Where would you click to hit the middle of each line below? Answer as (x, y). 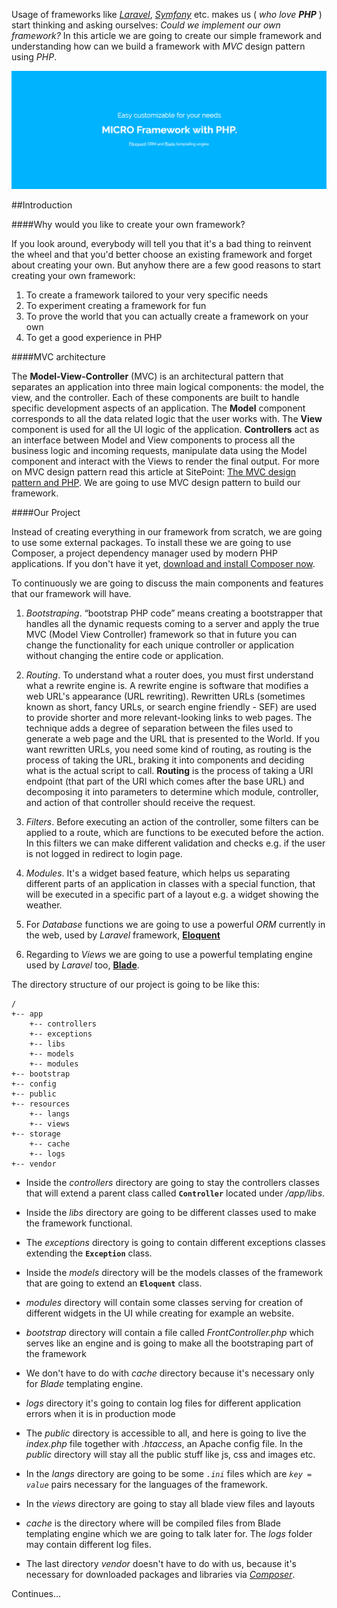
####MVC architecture (58, 356)
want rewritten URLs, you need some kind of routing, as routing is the (168, 749)
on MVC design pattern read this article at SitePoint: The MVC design (154, 471)
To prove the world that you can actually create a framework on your (167, 316)
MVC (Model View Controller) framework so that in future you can (161, 634)
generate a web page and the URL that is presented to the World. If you (172, 738)
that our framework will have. (71, 593)
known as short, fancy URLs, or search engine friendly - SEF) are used (171, 706)
